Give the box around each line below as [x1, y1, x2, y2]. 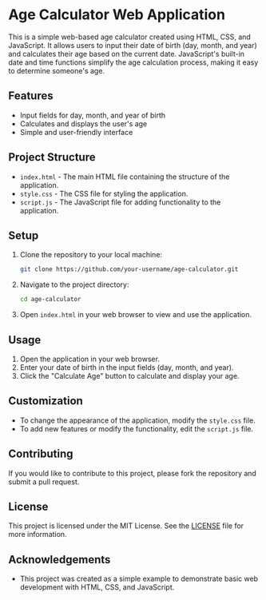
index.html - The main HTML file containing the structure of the [19, 172, 230, 181]
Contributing [8, 447, 73, 461]
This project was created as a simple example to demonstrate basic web [19, 574, 258, 584]
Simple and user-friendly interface [19, 127, 133, 137]
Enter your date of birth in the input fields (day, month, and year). [19, 362, 234, 372]
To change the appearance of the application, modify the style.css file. [19, 415, 256, 425]
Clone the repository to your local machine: [19, 250, 162, 260]
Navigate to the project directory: [19, 280, 129, 289]
